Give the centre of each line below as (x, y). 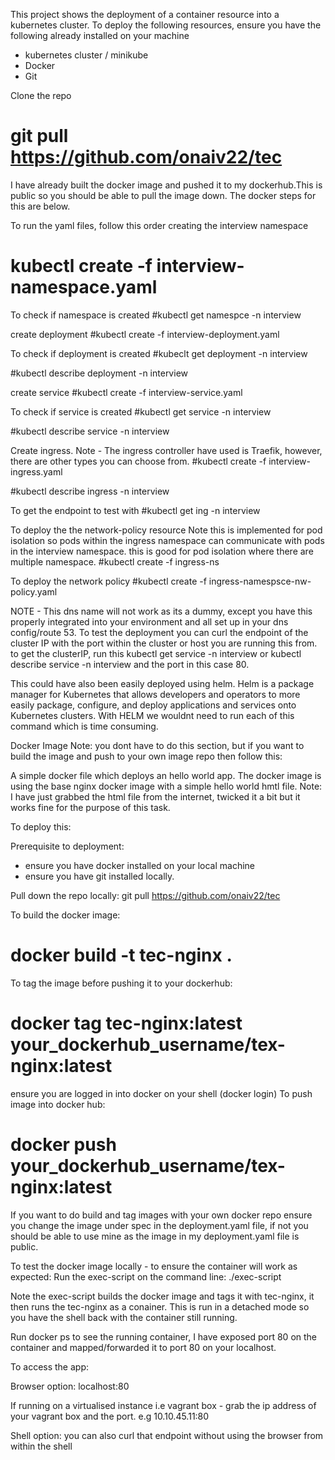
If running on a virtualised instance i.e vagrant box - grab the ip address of (163, 1405)
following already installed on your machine (100, 35)
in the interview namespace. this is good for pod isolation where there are (162, 551)
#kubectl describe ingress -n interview (90, 491)
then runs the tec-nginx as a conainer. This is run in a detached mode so (160, 1306)
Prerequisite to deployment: (67, 846)
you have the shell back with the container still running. (124, 1317)
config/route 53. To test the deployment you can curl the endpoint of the (159, 632)
